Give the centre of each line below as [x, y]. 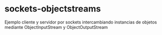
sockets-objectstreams [53, 9]
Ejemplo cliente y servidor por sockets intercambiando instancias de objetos [81, 22]
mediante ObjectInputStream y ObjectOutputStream [56, 27]
